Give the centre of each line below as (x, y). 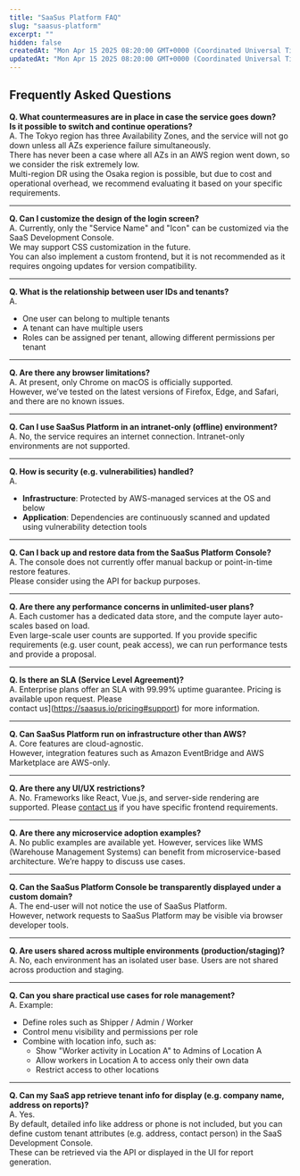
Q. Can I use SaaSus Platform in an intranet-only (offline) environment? (144, 426)
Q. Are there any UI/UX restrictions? (77, 788)
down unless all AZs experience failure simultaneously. (110, 145)
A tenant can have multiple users (83, 328)
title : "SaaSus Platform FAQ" (66, 17)
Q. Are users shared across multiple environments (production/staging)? (147, 950)
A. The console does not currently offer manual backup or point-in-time (141, 562)
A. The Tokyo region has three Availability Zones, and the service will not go (149, 136)
